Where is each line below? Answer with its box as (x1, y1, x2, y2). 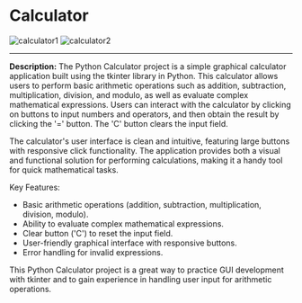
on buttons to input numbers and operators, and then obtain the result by (9, 109, 280, 120)
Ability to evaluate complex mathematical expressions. (22, 218, 225, 229)
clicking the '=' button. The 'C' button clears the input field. (9, 118, 229, 129)
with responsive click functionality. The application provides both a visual (9, 145, 280, 156)
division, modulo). (22, 209, 89, 219)
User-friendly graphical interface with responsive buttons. (22, 237, 238, 248)
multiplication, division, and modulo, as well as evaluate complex (9, 89, 249, 100)
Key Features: (9, 182, 60, 192)
